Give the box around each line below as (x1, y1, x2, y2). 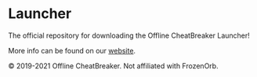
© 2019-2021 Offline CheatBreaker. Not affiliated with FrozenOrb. (8, 60, 219, 71)
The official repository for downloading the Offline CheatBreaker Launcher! (8, 31, 251, 40)
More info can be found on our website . (8, 46, 136, 55)
